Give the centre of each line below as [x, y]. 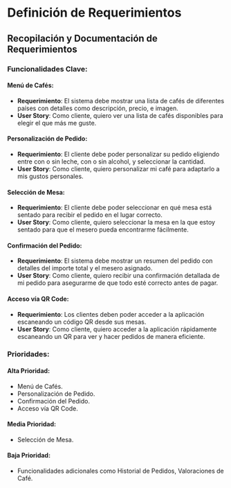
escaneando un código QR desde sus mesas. [82, 322]
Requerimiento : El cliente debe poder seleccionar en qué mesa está [114, 208]
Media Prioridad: [32, 424]
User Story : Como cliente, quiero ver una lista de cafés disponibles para [120, 115]
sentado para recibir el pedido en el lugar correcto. [90, 215]
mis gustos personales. [50, 176]
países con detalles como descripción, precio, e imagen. [98, 108]
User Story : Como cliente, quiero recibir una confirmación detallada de [118, 276]
